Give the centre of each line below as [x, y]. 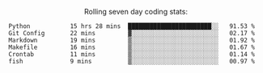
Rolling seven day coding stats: [136, 12]
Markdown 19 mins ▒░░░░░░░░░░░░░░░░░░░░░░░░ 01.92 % [131, 40]
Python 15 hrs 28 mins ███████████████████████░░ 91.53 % [131, 26]
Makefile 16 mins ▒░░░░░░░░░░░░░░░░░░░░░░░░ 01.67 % [131, 47]
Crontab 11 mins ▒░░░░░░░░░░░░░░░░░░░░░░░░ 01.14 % [131, 55]
